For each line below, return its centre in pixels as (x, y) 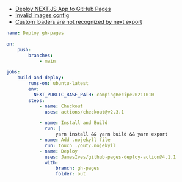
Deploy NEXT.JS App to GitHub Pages (63, 9)
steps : (37, 100)
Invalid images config (42, 15)
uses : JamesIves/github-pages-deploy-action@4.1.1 (110, 157)
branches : (41, 55)
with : (52, 162)
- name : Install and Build (73, 123)
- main (47, 61)
